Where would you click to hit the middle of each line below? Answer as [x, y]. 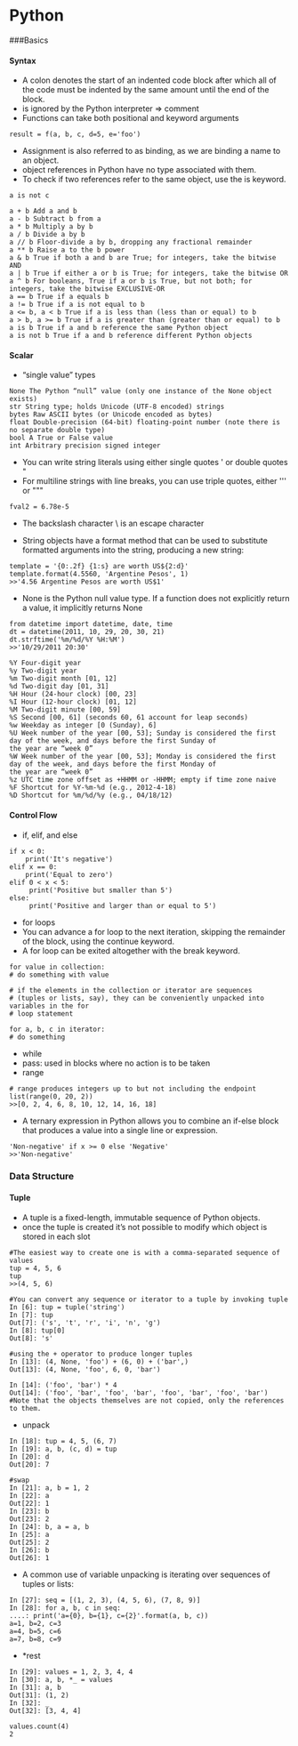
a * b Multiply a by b [51, 227]
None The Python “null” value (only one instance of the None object [141, 391]
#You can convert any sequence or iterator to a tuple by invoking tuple [149, 1299]
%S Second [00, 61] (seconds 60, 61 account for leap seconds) [129, 718]
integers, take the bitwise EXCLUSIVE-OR [87, 289]
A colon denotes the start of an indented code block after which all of [149, 80]
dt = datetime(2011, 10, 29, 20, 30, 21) [87, 632]
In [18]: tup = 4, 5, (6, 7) [63, 1441]
